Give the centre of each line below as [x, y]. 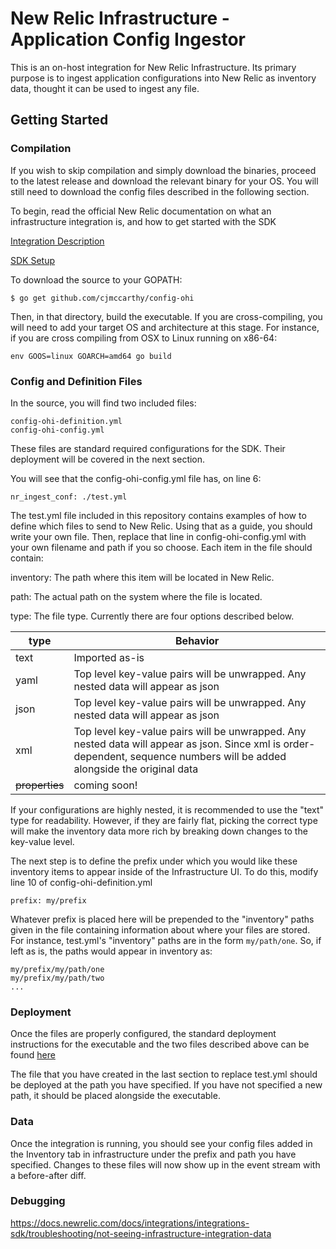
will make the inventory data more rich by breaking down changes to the [159, 831]
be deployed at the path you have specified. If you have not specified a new [166, 1085]
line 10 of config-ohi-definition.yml [81, 882]
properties [40, 785]
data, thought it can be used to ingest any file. [105, 88]
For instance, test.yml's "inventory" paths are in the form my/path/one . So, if [166, 940]
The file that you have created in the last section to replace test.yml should [164, 1074]
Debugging [38, 1201]
